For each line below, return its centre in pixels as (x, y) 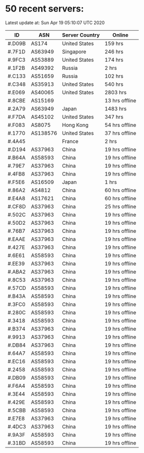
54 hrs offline (120, 125)
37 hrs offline (120, 133)
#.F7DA (17, 117)
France (70, 141)
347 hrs (114, 117)
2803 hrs (115, 92)
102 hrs (114, 76)
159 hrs (114, 43)
